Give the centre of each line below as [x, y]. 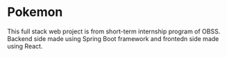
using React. [25, 46]
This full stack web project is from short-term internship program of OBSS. [114, 31]
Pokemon [35, 12]
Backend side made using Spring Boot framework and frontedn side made [113, 38]
